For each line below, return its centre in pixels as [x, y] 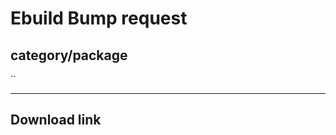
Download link [56, 120]
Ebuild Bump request [99, 18]
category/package [69, 55]
